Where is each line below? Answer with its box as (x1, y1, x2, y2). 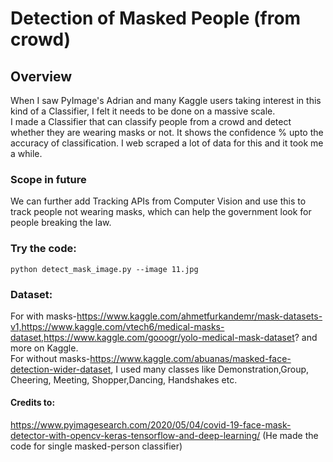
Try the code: (10, 242, 77, 256)
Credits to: (10, 397, 56, 409)
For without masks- (10, 352, 91, 364)
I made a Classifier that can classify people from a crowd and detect (10, 116, 292, 127)
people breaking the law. (10, 217, 112, 229)
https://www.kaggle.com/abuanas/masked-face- (89, 352, 292, 364)
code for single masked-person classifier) (10, 440, 183, 452)
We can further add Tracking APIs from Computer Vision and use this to (10, 195, 307, 207)
